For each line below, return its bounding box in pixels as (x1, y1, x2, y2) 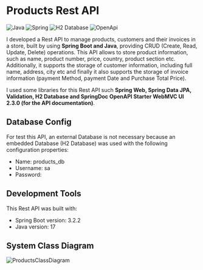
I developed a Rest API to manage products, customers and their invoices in (6, 35, 196, 43)
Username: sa (15, 164, 50, 171)
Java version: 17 (15, 223, 56, 230)
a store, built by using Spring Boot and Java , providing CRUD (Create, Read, (6, 42, 198, 49)
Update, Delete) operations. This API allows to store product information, (6, 48, 188, 55)
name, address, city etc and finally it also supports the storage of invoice (6, 68, 188, 75)
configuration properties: (6, 146, 69, 153)
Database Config (6, 117, 72, 127)
